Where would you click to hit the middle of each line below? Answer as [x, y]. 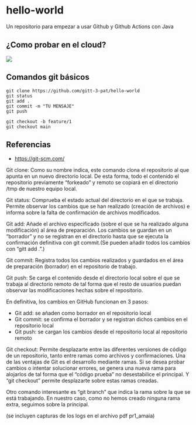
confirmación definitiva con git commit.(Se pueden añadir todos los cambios [98, 243]
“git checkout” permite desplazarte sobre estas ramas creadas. [82, 381]
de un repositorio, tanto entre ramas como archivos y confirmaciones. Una [96, 356]
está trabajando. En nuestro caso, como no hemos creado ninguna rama [93, 398]
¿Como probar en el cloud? [56, 45]
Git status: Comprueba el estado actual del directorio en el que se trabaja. [95, 200]
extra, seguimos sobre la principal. [48, 404]
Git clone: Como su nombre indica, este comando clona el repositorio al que [97, 170]
